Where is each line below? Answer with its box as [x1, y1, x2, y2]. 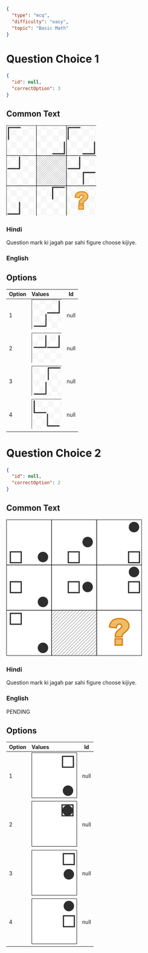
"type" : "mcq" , [11, 12, 50, 18]
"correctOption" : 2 [11, 480, 61, 486]
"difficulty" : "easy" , [11, 18, 69, 25]
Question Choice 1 [6, 52, 100, 66]
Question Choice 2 [6, 446, 101, 460]
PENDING [6, 708, 30, 715]
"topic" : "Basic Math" [11, 25, 69, 31]
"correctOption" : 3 [11, 86, 61, 92]
